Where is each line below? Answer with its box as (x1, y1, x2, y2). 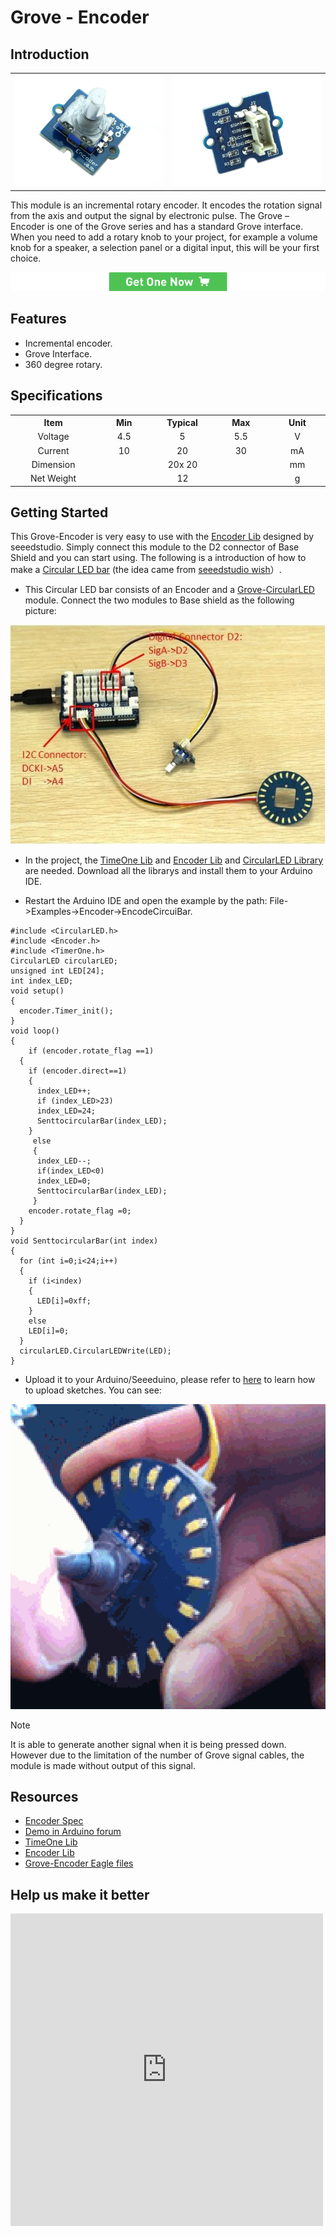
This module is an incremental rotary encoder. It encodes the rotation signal (10, 199, 323, 211)
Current (37, 444, 70, 456)
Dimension (31, 458, 76, 470)
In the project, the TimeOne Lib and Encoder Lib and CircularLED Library (24, 854, 324, 866)
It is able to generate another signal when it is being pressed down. (10, 1738, 287, 1750)
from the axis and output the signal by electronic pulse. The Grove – (10, 209, 290, 221)
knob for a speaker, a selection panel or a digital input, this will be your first (10, 241, 320, 253)
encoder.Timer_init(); (19, 1006, 114, 1016)
